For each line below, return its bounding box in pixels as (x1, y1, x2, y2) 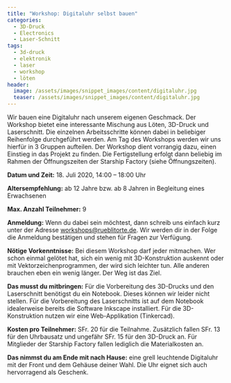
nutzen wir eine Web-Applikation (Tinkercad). (44, 312, 175, 320)
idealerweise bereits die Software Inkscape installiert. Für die (7, 305, 182, 312)
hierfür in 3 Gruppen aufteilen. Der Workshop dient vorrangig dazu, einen (7, 143, 216, 151)
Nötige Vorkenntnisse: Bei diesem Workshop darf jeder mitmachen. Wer (7, 247, 216, 255)
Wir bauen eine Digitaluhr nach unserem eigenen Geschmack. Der (7, 113, 196, 121)
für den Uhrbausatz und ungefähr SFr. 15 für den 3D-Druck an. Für (7, 332, 198, 341)
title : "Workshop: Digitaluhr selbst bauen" (7, 10, 138, 17)
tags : (7, 42, 23, 49)
